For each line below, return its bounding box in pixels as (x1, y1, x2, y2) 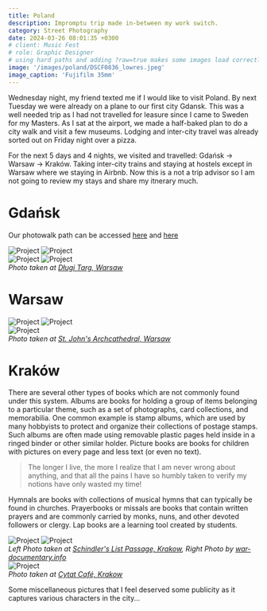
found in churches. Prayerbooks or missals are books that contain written (8, 503, 249, 513)
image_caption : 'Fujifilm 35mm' (8, 71, 115, 79)
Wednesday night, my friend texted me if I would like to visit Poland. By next (8, 92, 257, 102)
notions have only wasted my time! (27, 480, 142, 489)
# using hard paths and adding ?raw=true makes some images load (8, 57, 229, 65)
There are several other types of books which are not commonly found (8, 388, 240, 398)
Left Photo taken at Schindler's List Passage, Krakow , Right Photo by (8, 544, 234, 554)
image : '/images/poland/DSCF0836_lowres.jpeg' (8, 64, 165, 72)
